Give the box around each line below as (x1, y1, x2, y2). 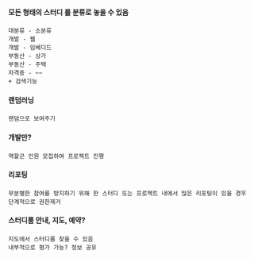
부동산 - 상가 (8, 52, 47, 60)
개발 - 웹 (8, 36, 36, 44)
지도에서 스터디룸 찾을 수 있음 (8, 235, 94, 244)
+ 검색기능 (8, 78, 38, 86)
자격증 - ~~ (8, 69, 43, 77)
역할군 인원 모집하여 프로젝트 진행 (8, 152, 105, 160)
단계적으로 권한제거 (8, 198, 61, 206)
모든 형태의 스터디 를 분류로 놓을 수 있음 (8, 7, 129, 17)
